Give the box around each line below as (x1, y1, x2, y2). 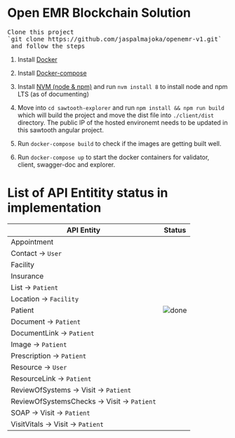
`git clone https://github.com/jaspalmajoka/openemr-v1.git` (7, 35, 222, 43)
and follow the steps (11, 42, 86, 50)
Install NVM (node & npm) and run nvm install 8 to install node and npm (17, 82, 228, 90)
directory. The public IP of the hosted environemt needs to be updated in (17, 118, 228, 127)
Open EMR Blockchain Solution (7, 5, 192, 21)
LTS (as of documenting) (17, 90, 90, 98)
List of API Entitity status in (7, 185, 168, 201)
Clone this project (7, 28, 74, 36)
